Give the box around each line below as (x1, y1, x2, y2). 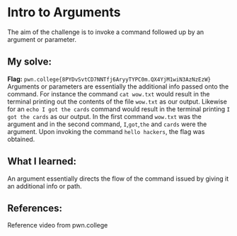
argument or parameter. (7, 35, 76, 43)
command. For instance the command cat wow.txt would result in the (7, 89, 210, 98)
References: (7, 202, 62, 214)
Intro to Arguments (7, 4, 121, 21)
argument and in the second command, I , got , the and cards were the (7, 120, 207, 128)
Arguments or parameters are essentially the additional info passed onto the (7, 82, 229, 91)
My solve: (7, 56, 52, 68)
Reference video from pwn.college (7, 221, 108, 230)
